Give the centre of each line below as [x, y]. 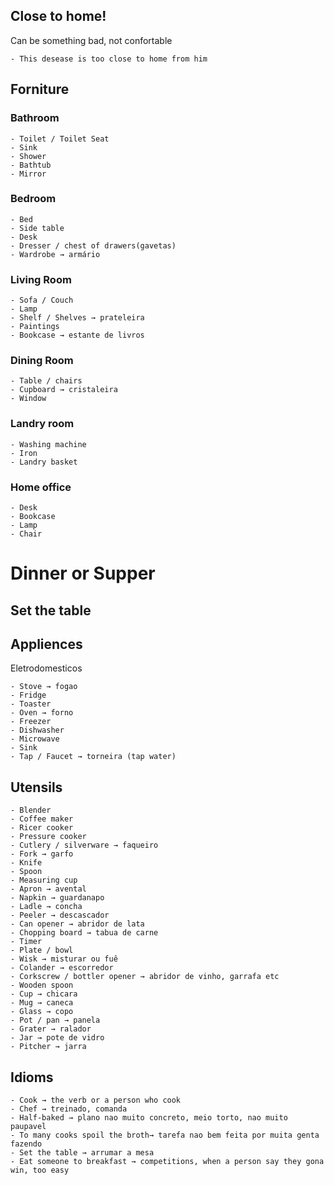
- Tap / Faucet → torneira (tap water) [93, 757]
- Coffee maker [42, 819]
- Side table [37, 228]
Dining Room [42, 361]
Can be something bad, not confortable [91, 40]
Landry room [42, 424]
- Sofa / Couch [42, 300]
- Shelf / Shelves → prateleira [77, 318]
